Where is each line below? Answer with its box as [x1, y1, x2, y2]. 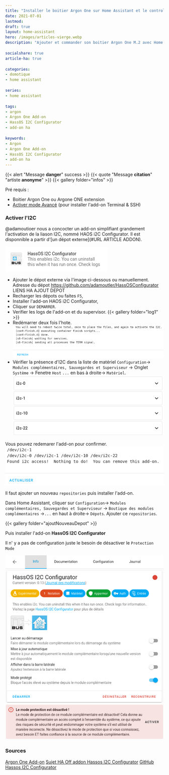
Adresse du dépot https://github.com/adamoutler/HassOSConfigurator [12, 282, 159, 288]
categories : [5, 67, 30, 72]
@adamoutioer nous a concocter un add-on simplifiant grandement [5, 226, 145, 232]
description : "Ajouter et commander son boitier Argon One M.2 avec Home [5, 40, 163, 45]
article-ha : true [5, 56, 42, 61]
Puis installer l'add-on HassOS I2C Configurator [5, 530, 106, 536]
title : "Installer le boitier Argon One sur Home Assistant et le [5, 8, 147, 13]
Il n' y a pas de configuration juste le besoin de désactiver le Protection [5, 540, 154, 546]
